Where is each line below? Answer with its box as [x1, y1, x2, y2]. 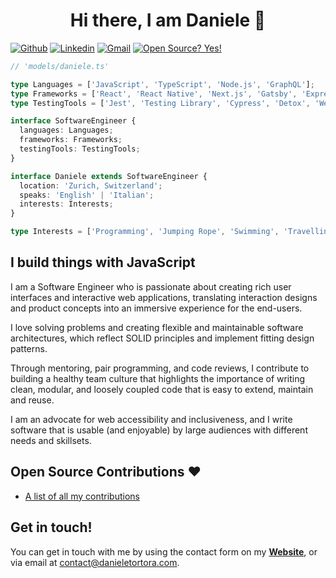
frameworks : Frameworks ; [19, 135, 123, 145]
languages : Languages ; [19, 125, 114, 136]
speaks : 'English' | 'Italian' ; [19, 190, 155, 200]
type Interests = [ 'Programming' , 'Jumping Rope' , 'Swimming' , [10, 227, 280, 237]
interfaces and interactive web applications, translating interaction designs [10, 291, 318, 303]
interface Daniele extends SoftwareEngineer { [10, 171, 208, 181]
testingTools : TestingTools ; [19, 144, 141, 154]
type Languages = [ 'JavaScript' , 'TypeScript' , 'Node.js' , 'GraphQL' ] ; [10, 79, 315, 89]
